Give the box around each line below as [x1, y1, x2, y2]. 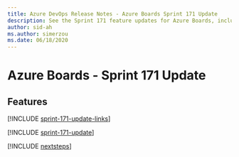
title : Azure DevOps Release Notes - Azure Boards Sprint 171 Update [7, 10, 218, 18]
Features [7, 95, 48, 107]
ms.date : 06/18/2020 [7, 37, 69, 44]
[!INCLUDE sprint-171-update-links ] [7, 114, 111, 123]
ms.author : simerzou [7, 30, 69, 38]
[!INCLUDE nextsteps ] [7, 142, 73, 151]
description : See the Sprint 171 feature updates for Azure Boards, [7, 17, 215, 24]
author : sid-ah [7, 23, 53, 31]
